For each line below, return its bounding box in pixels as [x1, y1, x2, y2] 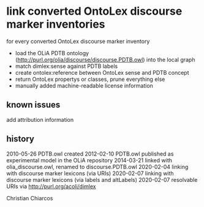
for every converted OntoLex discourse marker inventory [6, 37, 150, 45]
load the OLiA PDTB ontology [15, 49, 89, 56]
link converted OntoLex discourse [6, 4, 183, 18]
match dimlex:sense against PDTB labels [15, 62, 118, 70]
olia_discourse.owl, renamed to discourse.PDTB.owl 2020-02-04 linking [6, 163, 189, 170]
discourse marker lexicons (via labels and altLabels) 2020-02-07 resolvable [6, 176, 198, 183]
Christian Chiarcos [6, 194, 53, 201]
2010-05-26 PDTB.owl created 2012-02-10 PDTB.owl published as [6, 150, 174, 157]
